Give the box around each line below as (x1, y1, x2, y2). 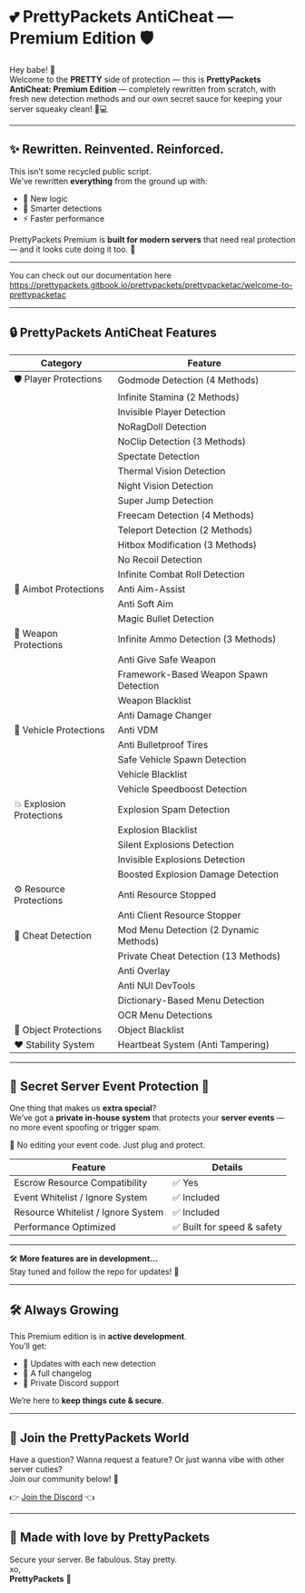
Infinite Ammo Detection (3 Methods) (117, 632, 277, 645)
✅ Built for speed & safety (172, 1220, 283, 1233)
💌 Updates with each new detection (22, 1359, 156, 1369)
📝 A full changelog (22, 1368, 93, 1379)
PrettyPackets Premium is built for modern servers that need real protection (9, 234, 296, 244)
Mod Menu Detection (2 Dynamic (117, 923, 260, 936)
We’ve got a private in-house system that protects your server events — (9, 1112, 285, 1123)
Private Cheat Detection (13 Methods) (117, 950, 281, 962)
